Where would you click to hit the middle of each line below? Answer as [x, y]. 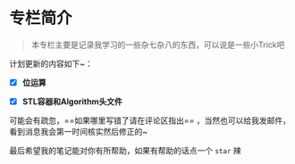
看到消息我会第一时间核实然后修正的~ [79, 132]
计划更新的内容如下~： [51, 63]
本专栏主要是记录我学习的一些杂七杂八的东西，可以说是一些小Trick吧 [158, 45]
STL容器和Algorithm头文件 [72, 102]
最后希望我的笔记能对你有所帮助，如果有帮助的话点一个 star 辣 [125, 151]
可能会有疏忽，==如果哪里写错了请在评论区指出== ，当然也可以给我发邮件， [150, 120]
